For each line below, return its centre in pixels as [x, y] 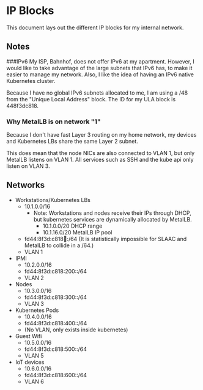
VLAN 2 [34, 278]
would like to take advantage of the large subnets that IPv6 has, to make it [99, 68]
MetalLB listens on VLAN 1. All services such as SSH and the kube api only [100, 160]
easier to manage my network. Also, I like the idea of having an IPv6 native [100, 74]
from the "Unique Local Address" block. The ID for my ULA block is [91, 99]
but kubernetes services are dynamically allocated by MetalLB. [113, 219]
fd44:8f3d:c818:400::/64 [56, 323]
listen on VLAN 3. [28, 166]
